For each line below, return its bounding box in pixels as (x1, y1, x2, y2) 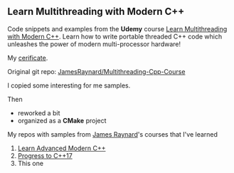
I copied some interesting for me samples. (7, 81, 131, 90)
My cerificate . (7, 53, 48, 62)
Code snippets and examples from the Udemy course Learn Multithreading (7, 24, 228, 33)
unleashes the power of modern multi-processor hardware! (7, 39, 181, 48)
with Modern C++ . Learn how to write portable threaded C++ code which (7, 32, 223, 41)
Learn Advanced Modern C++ (17, 144, 106, 152)
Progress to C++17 (17, 151, 73, 159)
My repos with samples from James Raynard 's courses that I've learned (7, 130, 218, 138)
